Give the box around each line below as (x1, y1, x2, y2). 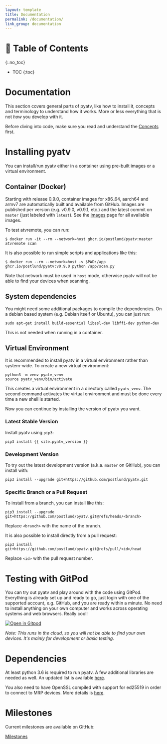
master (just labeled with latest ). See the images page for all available (5, 212, 150, 218)
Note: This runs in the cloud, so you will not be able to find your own (5, 630, 146, 636)
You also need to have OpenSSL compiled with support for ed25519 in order (5, 684, 162, 690)
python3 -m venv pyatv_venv (5, 372, 64, 377)
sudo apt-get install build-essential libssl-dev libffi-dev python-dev (5, 321, 160, 326)
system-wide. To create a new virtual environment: (5, 362, 110, 368)
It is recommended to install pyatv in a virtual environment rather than (5, 357, 148, 363)
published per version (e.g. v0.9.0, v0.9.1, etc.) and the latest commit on (5, 206, 152, 213)
